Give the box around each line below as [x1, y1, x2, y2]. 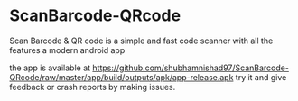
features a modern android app [9, 44, 126, 55]
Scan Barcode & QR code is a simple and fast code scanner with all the [9, 35, 274, 46]
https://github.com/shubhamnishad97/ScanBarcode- [92, 62, 289, 73]
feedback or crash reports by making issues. [9, 81, 176, 92]
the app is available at [9, 62, 91, 73]
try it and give [235, 71, 287, 82]
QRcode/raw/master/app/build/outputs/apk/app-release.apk [9, 71, 234, 82]
